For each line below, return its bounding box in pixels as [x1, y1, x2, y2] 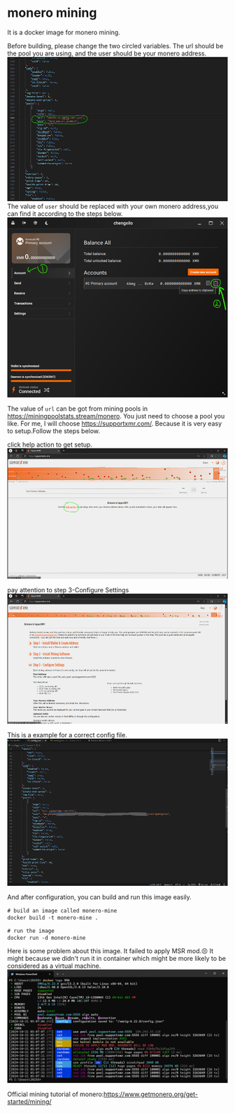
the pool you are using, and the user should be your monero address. [7, 49, 207, 57]
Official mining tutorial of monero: [7, 1090, 104, 1098]
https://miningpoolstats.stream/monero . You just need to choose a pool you [7, 411, 225, 420]
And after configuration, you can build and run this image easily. [7, 892, 192, 901]
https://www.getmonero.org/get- [104, 1090, 198, 1098]
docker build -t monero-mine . [7, 914, 99, 921]
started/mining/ [7, 1097, 52, 1105]
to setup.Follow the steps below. [7, 426, 100, 435]
